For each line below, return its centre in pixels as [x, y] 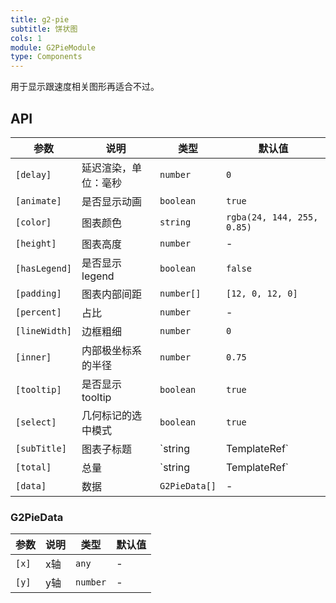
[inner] [33, 357]
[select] [36, 422]
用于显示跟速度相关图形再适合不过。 [85, 87]
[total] [33, 467]
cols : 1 [26, 38]
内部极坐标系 [112, 350]
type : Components [46, 57]
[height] [36, 243]
